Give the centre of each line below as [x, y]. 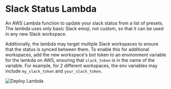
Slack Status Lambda [51, 9]
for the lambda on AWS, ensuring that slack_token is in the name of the [80, 60]
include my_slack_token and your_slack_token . [54, 71]
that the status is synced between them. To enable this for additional [77, 49]
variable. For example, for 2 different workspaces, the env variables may [81, 65]
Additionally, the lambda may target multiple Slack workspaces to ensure [82, 43]
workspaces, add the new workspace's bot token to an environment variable [86, 55]
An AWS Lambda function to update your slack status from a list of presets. [84, 23]
